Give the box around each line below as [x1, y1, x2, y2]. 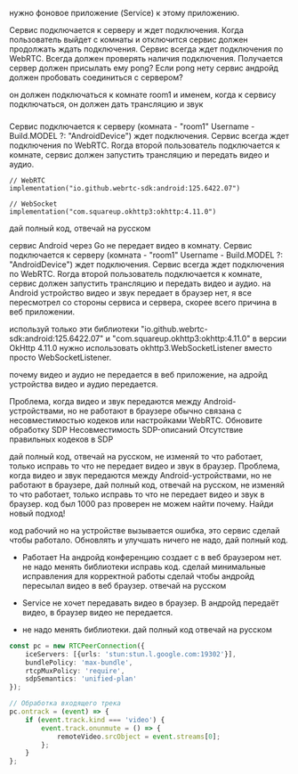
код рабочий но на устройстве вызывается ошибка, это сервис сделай [9, 525, 280, 535]
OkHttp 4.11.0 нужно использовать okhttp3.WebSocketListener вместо [9, 342, 273, 353]
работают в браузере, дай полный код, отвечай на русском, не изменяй [9, 479, 285, 490]
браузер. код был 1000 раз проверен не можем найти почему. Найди [9, 498, 274, 509]
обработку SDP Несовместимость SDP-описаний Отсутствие [9, 424, 244, 435]
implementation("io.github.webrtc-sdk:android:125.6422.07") [9, 183, 241, 192]
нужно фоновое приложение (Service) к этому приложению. [9, 8, 240, 18]
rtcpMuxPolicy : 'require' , [25, 666, 125, 675]
